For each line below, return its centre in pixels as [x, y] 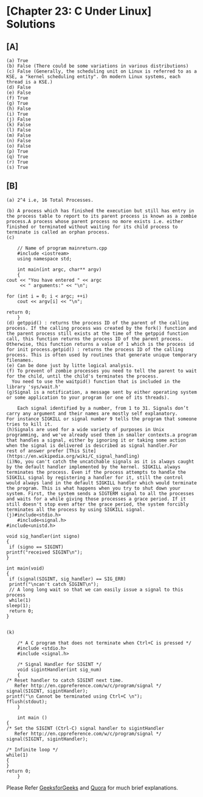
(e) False [19, 93]
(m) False [19, 135]
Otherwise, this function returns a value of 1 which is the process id [100, 344]
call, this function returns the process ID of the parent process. [95, 339]
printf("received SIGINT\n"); [45, 552]
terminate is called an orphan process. [58, 232]
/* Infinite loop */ [33, 749]
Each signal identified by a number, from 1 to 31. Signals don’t [103, 408]
